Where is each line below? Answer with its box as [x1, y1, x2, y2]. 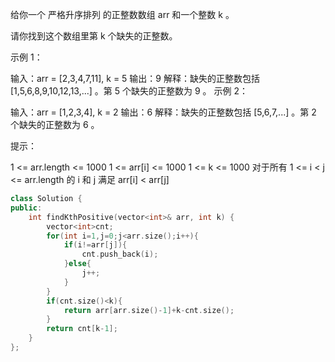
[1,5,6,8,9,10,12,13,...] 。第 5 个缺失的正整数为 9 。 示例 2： [10, 85, 249, 97]
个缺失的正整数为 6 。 [10, 119, 100, 130]
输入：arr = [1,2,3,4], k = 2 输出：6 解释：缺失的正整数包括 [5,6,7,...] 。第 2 [10, 106, 317, 118]
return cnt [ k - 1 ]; [46, 324, 118, 334]
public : [10, 203, 43, 213]
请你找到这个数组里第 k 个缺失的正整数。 [10, 30, 178, 42]
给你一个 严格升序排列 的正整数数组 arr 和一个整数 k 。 [10, 9, 235, 20]
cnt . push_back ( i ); [81, 249, 159, 260]
